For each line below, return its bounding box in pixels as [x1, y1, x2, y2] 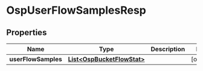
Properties [6, 27, 47, 38]
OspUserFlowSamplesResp [6, 4, 147, 17]
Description [150, 45, 185, 53]
